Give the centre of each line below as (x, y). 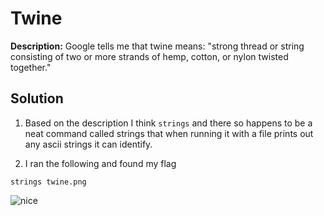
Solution (37, 98)
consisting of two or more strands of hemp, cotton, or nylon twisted (149, 56)
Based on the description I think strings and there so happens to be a (168, 123)
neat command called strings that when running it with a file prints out (169, 133)
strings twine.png (48, 182)
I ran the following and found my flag (100, 163)
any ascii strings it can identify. (88, 144)
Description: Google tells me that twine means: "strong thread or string (157, 46)
